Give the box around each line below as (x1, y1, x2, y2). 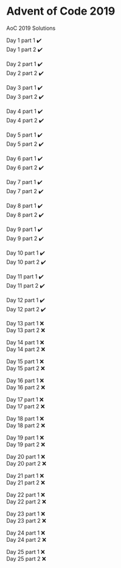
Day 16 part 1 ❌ (6, 377, 44, 384)
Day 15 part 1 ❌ (6, 358, 44, 365)
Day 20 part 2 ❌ (6, 460, 47, 467)
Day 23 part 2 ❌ (6, 517, 47, 524)
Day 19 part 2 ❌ (6, 441, 46, 448)
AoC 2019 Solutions (6, 24, 56, 32)
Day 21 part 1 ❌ (6, 472, 44, 479)
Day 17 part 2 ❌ (6, 402, 45, 410)
